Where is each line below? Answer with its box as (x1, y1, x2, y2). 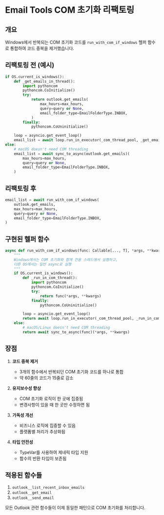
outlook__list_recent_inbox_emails (12, 485, 85, 490)
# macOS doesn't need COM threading (14, 147, 89, 151)
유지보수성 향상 (12, 385, 41, 391)
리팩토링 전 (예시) (5, 61, 55, 69)
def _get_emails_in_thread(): (14, 79, 76, 84)
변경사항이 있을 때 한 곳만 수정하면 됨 (19, 402, 90, 408)
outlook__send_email (12, 495, 54, 501)
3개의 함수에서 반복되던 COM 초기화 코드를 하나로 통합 (19, 368, 123, 374)
